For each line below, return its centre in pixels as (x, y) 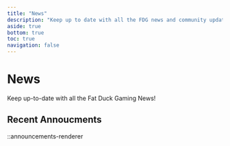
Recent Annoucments (54, 120)
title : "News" (27, 13)
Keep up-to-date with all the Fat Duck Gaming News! (81, 98)
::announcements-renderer (45, 136)
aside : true (24, 26)
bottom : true (26, 33)
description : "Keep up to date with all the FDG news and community (107, 20)
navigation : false (33, 45)
